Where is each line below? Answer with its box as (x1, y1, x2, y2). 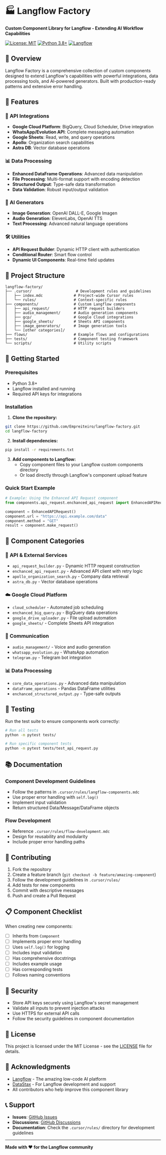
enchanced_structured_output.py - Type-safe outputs (12, 691, 121, 697)
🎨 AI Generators (5, 199, 44, 206)
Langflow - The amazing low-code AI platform (12, 1076, 107, 1082)
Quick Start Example (5, 484, 55, 491)
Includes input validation (12, 949, 63, 955)
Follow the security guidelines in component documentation (12, 1016, 134, 1022)
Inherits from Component (12, 933, 60, 938)
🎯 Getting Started (5, 354, 60, 363)
